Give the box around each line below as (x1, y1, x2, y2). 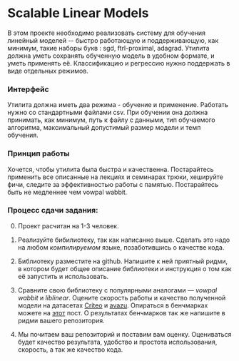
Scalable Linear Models (7, 5, 149, 21)
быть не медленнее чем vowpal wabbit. (7, 188, 128, 196)
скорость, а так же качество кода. (17, 345, 123, 354)
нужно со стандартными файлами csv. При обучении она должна (7, 108, 208, 117)
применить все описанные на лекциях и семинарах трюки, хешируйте (7, 173, 223, 181)
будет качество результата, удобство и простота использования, (17, 337, 218, 346)
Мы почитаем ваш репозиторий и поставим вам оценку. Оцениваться (17, 330, 232, 338)
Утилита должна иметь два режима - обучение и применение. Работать (7, 101, 228, 109)
